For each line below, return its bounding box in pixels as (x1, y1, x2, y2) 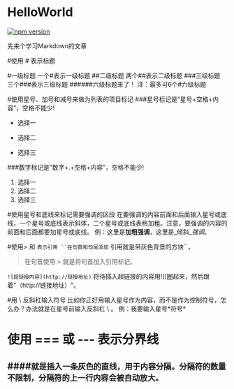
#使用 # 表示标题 (7, 57, 56, 65)
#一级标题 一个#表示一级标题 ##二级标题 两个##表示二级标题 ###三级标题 (7, 71, 221, 80)
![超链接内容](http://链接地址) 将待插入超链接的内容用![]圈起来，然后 (7, 272, 204, 280)
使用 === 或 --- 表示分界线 (7, 332, 159, 348)
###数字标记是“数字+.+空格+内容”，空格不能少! (7, 163, 145, 171)
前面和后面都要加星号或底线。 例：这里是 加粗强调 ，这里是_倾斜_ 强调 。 (7, 228, 211, 236)
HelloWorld (7, 4, 73, 20)
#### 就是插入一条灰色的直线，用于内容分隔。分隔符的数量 (7, 360, 226, 372)
